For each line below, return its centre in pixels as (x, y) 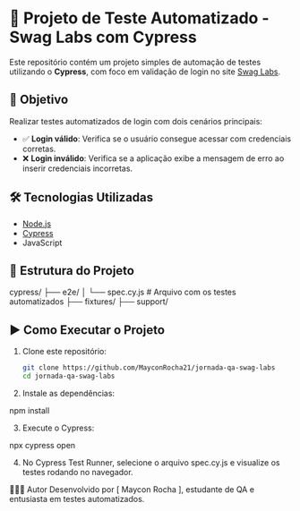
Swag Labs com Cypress (103, 37)
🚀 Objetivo (39, 100)
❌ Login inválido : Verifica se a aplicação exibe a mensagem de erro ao (153, 158)
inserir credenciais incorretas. (77, 168)
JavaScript (42, 243)
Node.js (37, 224)
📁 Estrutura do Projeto (72, 271)
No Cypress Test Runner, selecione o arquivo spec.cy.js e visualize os (151, 462)
